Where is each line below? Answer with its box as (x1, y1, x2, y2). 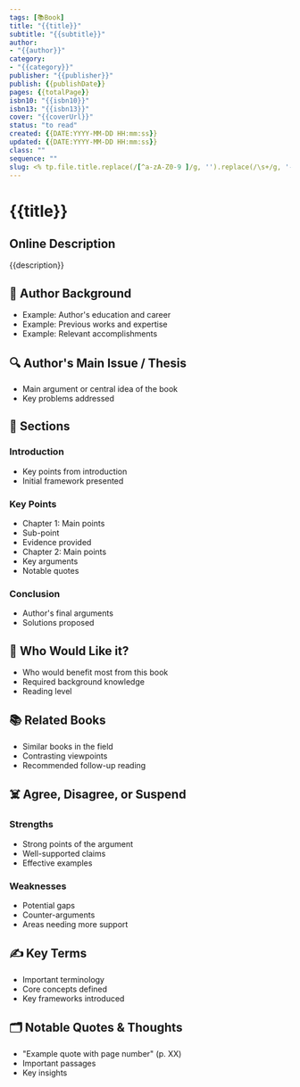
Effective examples (21, 858, 93, 868)
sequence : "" (9, 154, 58, 163)
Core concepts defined (21, 983, 108, 994)
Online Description (9, 236, 116, 251)
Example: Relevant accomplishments (21, 328, 158, 339)
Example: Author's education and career (21, 310, 171, 320)
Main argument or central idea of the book (21, 384, 179, 394)
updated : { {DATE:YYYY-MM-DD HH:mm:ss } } (9, 137, 158, 146)
